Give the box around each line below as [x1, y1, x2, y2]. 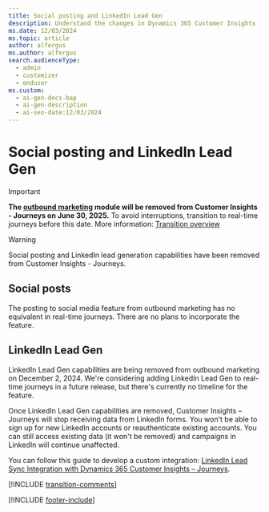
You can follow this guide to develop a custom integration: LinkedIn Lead [8, 455, 248, 465]
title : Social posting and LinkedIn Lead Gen [8, 11, 163, 20]
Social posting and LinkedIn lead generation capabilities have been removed [8, 250, 260, 260]
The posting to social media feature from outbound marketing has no [8, 303, 235, 312]
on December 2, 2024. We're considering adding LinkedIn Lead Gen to [8, 373, 242, 383]
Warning [8, 234, 36, 244]
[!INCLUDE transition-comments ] [8, 479, 118, 489]
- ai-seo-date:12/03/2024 [15, 109, 102, 117]
